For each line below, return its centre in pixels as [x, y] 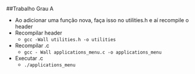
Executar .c [29, 58]
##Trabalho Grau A [30, 9]
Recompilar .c [32, 45]
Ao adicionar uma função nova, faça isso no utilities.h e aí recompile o [102, 20]
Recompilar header [39, 33]
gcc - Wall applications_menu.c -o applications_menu [93, 53]
